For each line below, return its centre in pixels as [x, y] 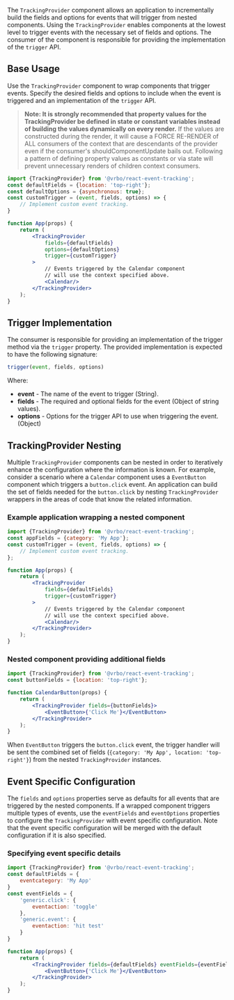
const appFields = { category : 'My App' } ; [68, 538]
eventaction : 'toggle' [65, 907]
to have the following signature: [52, 354]
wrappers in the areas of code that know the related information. [100, 499]
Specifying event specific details [64, 854]
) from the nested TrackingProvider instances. [95, 760]
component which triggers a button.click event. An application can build [112, 484]
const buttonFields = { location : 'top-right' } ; [78, 680]
